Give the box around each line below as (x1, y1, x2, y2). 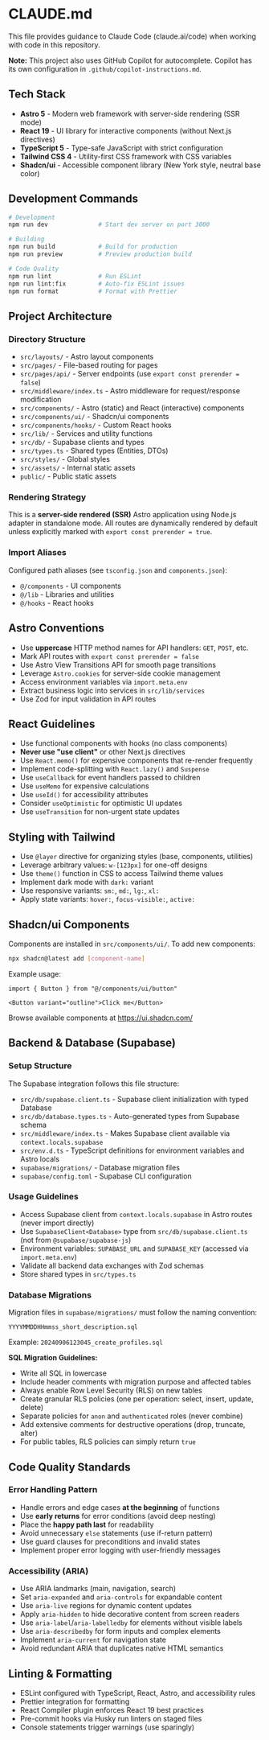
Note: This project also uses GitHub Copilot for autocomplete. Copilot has (8, 56, 253, 65)
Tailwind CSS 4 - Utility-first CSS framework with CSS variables (19, 151, 232, 161)
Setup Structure (8, 1060, 72, 1072)
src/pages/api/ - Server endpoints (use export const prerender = (19, 369, 240, 379)
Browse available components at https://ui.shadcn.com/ (8, 1013, 194, 1022)
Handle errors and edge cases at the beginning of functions (19, 1502, 220, 1512)
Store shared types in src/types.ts (19, 1269, 137, 1279)
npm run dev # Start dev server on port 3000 (8, 220, 210, 229)
